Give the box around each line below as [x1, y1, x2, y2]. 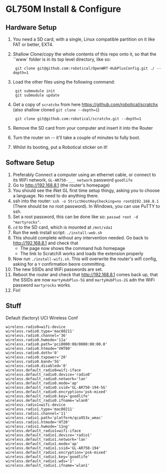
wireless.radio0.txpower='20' [5, 355, 68, 360]
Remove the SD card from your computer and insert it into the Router [12, 125, 153, 131]
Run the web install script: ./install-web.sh [12, 229, 103, 236]
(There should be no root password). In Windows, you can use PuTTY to [12, 203, 160, 209]
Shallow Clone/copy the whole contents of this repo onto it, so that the [12, 51, 157, 57]
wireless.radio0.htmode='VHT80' [5, 346, 72, 351]
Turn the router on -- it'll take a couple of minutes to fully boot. [12, 135, 140, 141]
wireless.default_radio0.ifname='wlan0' [5, 398, 90, 403]
